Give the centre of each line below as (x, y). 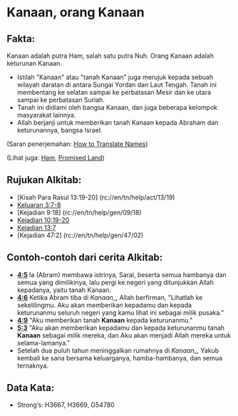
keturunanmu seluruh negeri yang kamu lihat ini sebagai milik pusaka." (120, 312)
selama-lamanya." (43, 343)
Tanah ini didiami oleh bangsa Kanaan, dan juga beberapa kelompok (117, 107)
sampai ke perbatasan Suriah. (61, 100)
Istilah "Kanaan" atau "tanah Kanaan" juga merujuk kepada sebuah (115, 77)
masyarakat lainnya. (46, 115)
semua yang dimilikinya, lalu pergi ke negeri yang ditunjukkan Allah (115, 282)
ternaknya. (33, 365)
